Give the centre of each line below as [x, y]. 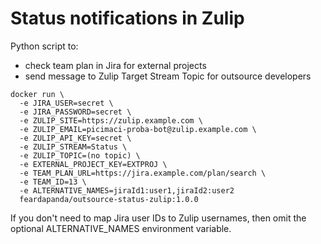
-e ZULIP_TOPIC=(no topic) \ [80, 155]
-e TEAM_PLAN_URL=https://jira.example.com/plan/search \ [143, 173]
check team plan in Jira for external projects [115, 65]
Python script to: [44, 46]
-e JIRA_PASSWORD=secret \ [75, 112]
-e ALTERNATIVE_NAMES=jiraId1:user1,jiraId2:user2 [127, 190]
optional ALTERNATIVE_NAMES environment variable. [121, 228]
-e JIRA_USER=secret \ [66, 103]
